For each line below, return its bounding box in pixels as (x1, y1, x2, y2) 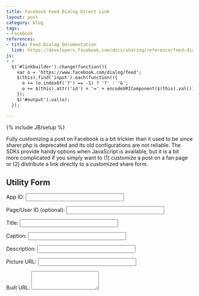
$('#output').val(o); (17, 96, 70, 102)
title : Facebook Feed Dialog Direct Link (6, 8, 110, 15)
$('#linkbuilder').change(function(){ (11, 63, 108, 70)
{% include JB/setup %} (6, 124, 65, 131)
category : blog (6, 20, 44, 25)
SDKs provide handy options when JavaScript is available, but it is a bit (6, 147, 179, 155)
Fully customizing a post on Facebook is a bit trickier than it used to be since (6, 135, 193, 142)
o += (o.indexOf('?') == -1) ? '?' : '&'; (21, 81, 129, 86)
